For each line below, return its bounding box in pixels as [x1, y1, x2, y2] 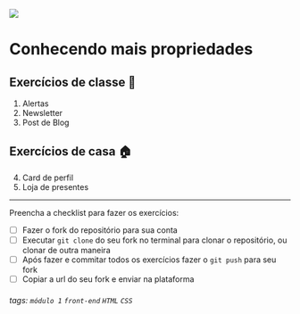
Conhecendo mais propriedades [9, 39, 254, 60]
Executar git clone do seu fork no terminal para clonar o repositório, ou [21, 235, 287, 245]
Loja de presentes [21, 181, 89, 192]
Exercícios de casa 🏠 [9, 144, 132, 160]
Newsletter [21, 108, 63, 118]
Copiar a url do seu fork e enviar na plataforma [21, 274, 195, 285]
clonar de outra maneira [21, 244, 111, 255]
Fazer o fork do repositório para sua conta [21, 224, 179, 235]
